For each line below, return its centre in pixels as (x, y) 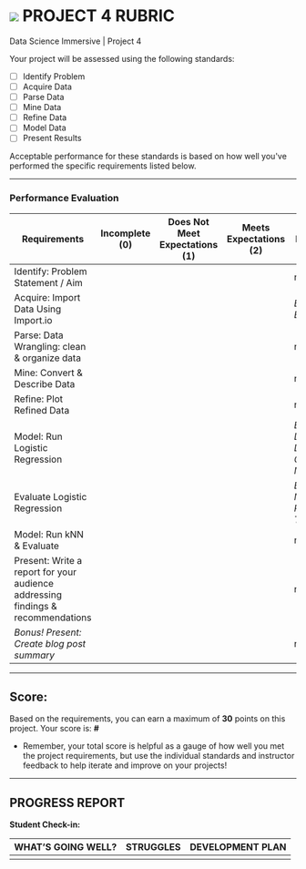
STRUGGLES (153, 847)
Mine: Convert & (49, 373)
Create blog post (50, 643)
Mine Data (42, 107)
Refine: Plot (39, 399)
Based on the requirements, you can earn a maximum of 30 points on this (148, 719)
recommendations (53, 618)
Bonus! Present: (48, 632)
